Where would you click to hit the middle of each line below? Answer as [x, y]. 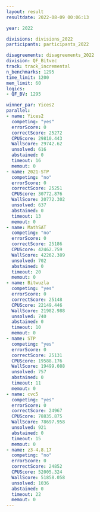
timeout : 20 [26, 272]
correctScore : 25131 [37, 355]
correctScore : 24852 [37, 467]
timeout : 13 [26, 216]
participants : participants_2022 [48, 45]
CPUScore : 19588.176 [37, 361]
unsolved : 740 [29, 316]
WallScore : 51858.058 [38, 477]
